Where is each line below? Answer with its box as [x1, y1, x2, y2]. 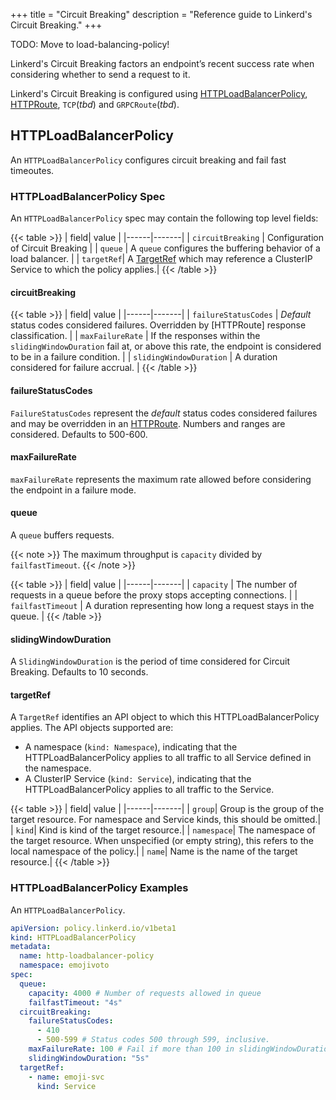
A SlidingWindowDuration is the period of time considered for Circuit [10, 655, 291, 668]
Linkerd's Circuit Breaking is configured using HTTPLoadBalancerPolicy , [10, 88, 308, 99]
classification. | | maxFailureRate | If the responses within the [10, 330, 261, 342]
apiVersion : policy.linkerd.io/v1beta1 [10, 923, 177, 933]
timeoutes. [10, 164, 55, 176]
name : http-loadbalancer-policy [19, 951, 155, 961]
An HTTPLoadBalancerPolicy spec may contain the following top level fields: [10, 212, 319, 224]
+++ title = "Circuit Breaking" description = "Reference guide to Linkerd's [10, 9, 313, 20]
